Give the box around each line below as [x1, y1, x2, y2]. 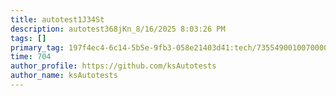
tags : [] [10, 33, 47, 43]
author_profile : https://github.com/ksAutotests [10, 61, 217, 71]
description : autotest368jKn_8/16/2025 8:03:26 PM [10, 24, 226, 34]
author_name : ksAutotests [10, 71, 118, 81]
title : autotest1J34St [10, 14, 105, 25]
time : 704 [10, 52, 52, 62]
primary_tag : [10, 42, 65, 53]
